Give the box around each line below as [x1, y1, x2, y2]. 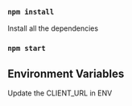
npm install [7, 7, 55, 16]
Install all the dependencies [7, 23, 98, 33]
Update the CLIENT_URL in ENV [7, 88, 113, 98]
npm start [7, 44, 46, 53]
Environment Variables [7, 66, 125, 80]
